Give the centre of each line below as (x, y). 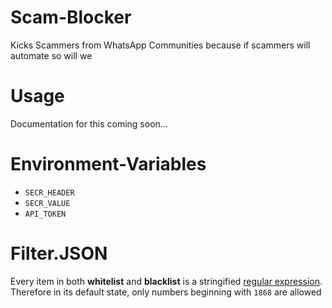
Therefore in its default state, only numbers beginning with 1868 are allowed (166, 292)
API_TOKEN (45, 214)
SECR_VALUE (47, 203)
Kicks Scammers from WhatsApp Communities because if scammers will (160, 45)
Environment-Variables (108, 164)
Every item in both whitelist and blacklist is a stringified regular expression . (166, 281)
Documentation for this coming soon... (89, 123)
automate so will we (51, 55)
